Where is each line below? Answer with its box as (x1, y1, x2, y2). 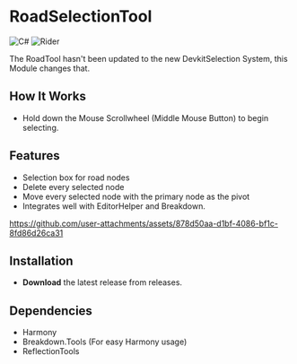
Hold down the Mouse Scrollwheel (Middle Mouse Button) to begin (22, 112, 269, 123)
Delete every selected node (22, 181, 125, 192)
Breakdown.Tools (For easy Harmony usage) (22, 336, 188, 347)
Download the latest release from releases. (22, 277, 182, 288)
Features (9, 148, 60, 163)
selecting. (22, 122, 59, 133)
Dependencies (9, 303, 92, 318)
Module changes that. (9, 63, 91, 74)
